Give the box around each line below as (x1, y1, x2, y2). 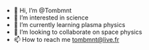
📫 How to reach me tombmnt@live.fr (13, 36, 119, 43)
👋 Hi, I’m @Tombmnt (13, 7, 72, 14)
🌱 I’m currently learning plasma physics (13, 21, 126, 28)
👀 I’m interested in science (13, 14, 89, 22)
